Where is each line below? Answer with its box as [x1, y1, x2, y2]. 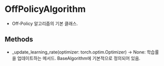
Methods [4, 35, 33, 44]
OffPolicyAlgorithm [4, 3, 86, 15]
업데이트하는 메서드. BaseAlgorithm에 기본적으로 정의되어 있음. [17, 55, 141, 61]
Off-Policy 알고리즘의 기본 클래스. [11, 20, 78, 26]
